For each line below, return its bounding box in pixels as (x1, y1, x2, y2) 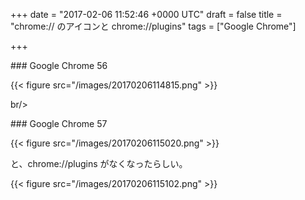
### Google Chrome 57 (10, 118, 108, 129)
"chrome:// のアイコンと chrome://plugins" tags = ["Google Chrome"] (10, 20, 297, 32)
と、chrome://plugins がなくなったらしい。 (10, 158, 188, 169)
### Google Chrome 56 (10, 60, 108, 71)
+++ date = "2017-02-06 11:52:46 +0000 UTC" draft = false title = (10, 9, 283, 20)
